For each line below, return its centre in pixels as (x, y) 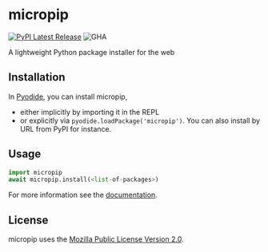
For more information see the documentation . (83, 195)
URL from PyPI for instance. (66, 128)
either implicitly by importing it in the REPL (90, 112)
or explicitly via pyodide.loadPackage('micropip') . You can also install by (140, 120)
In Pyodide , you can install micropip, (68, 96)
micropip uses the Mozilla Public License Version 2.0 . (96, 239)
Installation (37, 77)
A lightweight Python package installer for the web (92, 52)
